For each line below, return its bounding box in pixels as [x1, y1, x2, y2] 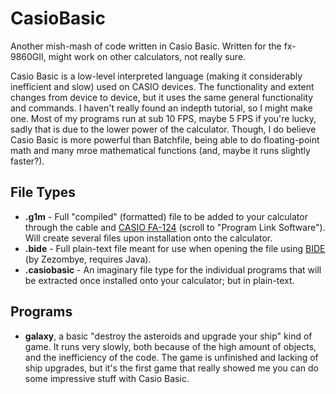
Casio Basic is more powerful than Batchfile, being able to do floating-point [10, 133, 320, 146]
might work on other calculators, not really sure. [48, 50, 247, 62]
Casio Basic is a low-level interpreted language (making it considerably [10, 70, 303, 82]
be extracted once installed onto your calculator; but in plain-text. [24, 274, 295, 286]
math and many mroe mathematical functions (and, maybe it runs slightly [10, 144, 311, 156]
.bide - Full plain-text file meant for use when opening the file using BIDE [24, 242, 326, 254]
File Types [10, 184, 77, 201]
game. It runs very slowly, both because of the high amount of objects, [24, 340, 317, 352]
